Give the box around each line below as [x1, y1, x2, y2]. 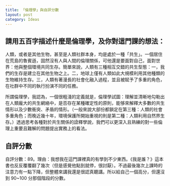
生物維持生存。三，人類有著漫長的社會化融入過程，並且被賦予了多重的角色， [5, 77, 165, 83]
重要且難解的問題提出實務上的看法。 [14, 125, 90, 132]
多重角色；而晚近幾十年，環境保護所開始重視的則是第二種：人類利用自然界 [5, 113, 160, 119]
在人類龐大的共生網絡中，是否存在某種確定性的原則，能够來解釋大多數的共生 [5, 100, 165, 106]
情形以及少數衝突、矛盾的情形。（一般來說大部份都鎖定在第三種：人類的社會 [5, 106, 163, 113]
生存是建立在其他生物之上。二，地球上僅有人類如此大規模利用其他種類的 [14, 70, 165, 77]
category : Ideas [5, 17, 39, 22]
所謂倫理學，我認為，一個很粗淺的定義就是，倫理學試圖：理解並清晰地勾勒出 [5, 94, 165, 100]
